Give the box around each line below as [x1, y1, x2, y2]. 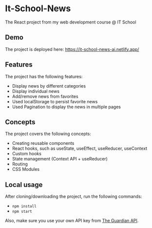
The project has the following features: [5, 73, 83, 79]
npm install [12, 204, 37, 209]
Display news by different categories [12, 83, 86, 89]
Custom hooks [12, 151, 41, 157]
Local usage [5, 181, 43, 189]
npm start [12, 209, 33, 214]
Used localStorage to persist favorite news [12, 98, 98, 104]
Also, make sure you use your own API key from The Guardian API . [5, 218, 139, 224]
